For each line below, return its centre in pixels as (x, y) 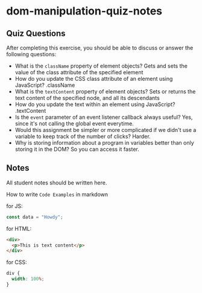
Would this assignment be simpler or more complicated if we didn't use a (106, 130)
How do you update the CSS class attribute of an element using (94, 79)
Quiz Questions (36, 33)
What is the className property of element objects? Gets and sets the (101, 66)
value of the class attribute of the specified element (79, 72)
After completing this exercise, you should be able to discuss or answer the (100, 48)
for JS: (14, 206)
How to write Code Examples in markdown (57, 194)
